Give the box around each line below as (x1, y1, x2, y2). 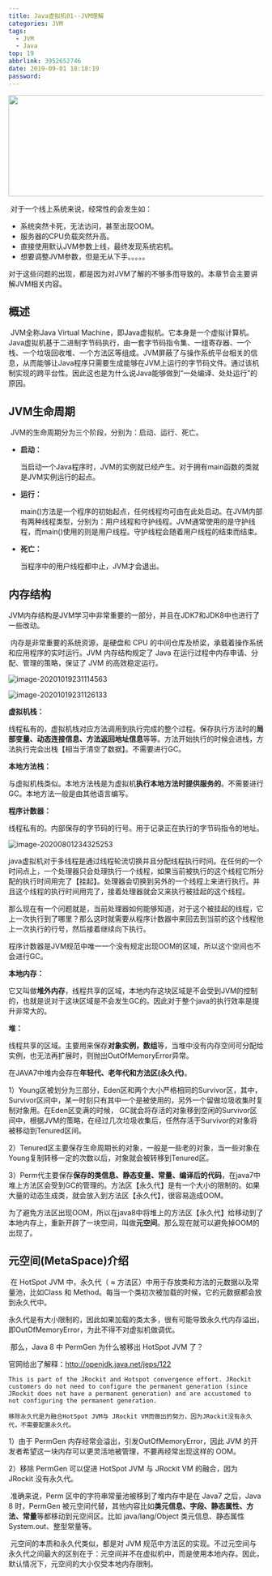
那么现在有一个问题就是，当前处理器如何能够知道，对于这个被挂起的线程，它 (8, 904, 264, 914)
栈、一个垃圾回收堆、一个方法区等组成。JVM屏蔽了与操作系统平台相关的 (8, 348, 251, 358)
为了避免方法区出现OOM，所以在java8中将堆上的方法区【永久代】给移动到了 (8, 1208, 264, 1218)
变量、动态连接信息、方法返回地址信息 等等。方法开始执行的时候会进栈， (15, 734, 257, 744)
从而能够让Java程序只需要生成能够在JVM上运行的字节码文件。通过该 (22, 358, 253, 368)
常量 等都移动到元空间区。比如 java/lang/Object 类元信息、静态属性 (22, 1511, 245, 1521)
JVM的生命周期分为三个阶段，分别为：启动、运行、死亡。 (10, 427, 204, 438)
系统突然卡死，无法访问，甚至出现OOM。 (19, 221, 159, 231)
